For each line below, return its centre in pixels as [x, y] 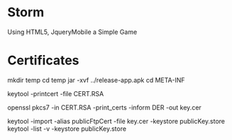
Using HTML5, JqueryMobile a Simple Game [72, 32]
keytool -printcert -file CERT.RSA [56, 93]
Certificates [43, 60]
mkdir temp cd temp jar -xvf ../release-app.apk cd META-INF [96, 80]
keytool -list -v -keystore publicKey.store [67, 129]
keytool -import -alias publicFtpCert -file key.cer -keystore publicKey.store [116, 121]
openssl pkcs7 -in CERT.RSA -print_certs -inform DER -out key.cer [105, 107]
